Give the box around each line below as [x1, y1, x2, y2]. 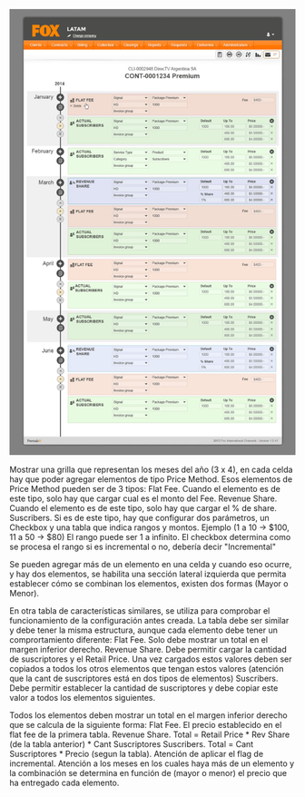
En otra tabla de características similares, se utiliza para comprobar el [9, 605, 271, 616]
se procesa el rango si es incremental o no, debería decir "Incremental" [9, 541, 277, 552]
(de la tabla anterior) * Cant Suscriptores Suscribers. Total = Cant [9, 738, 254, 749]
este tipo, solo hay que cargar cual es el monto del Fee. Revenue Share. [9, 493, 278, 504]
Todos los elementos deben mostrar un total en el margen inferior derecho [9, 709, 288, 721]
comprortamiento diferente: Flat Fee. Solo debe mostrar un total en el [9, 634, 269, 644]
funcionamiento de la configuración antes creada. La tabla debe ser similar [9, 615, 290, 625]
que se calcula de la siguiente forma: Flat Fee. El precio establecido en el [9, 719, 282, 730]
